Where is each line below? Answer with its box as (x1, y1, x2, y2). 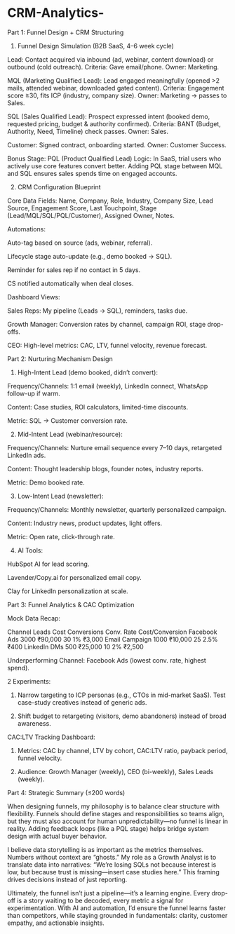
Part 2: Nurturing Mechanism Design (7, 354, 114, 363)
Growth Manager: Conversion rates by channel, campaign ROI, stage (7, 320, 206, 328)
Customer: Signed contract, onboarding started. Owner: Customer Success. (7, 140, 227, 149)
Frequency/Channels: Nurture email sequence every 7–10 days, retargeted (7, 443, 222, 452)
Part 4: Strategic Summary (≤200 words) (7, 788, 126, 797)
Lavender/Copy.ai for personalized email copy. (7, 573, 142, 581)
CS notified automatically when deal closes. (7, 279, 134, 287)
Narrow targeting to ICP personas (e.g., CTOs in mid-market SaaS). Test (17, 691, 226, 699)
